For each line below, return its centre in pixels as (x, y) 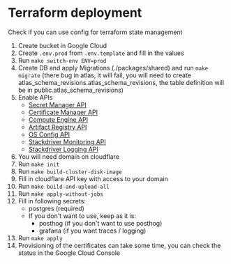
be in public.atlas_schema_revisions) (71, 90)
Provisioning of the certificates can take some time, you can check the (119, 245)
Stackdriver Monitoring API (67, 141)
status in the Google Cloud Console (69, 253)
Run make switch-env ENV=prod (62, 60)
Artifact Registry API (58, 127)
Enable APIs (35, 97)
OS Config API (49, 134)
